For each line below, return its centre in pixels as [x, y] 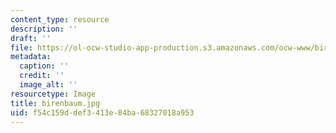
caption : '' [44, 66]
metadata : [31, 57]
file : [21, 47]
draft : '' [31, 38]
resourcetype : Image [53, 94]
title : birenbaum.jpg [55, 103]
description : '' [44, 29]
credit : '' [42, 76]
